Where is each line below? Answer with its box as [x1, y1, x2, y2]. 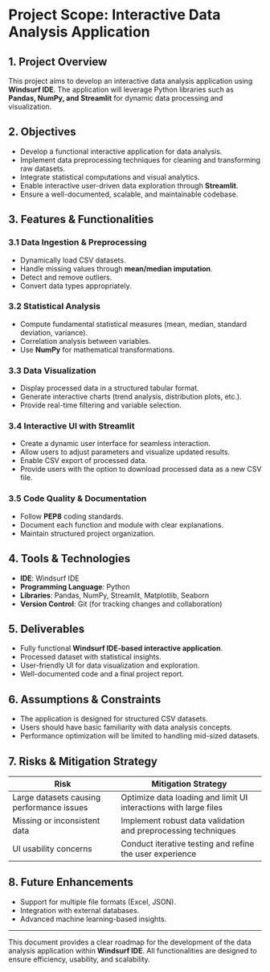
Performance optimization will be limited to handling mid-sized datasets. [19, 731, 260, 741]
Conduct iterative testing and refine [120, 838, 255, 849]
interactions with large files [120, 801, 223, 813]
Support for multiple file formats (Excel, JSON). [19, 896, 177, 907]
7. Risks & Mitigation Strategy [8, 755, 158, 768]
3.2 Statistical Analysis [8, 300, 100, 312]
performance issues [12, 801, 88, 813]
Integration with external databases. [19, 905, 140, 915]
